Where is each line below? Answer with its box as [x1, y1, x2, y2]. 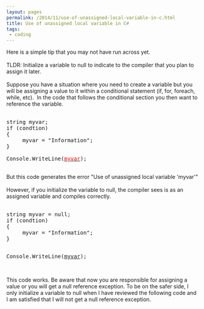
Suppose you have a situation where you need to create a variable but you [6, 81, 193, 89]
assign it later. [6, 68, 41, 75]
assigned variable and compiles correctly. [6, 193, 111, 200]
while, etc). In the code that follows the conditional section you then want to [6, 94, 198, 101]
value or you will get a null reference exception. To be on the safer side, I [6, 283, 189, 290]
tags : [6, 26, 20, 32]
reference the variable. [6, 100, 64, 107]
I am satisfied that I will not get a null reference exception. [6, 296, 151, 303]
